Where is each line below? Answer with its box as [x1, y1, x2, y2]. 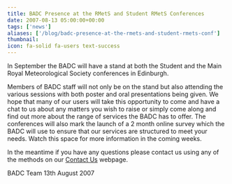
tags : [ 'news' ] [7, 23, 52, 30]
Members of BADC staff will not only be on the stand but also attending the [7, 83, 224, 91]
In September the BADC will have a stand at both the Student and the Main [7, 62, 222, 70]
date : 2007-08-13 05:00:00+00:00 [7, 17, 105, 24]
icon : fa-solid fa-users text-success [7, 43, 120, 49]
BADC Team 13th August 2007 [7, 169, 95, 177]
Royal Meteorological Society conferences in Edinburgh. [7, 69, 169, 77]
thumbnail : [7, 36, 39, 43]
